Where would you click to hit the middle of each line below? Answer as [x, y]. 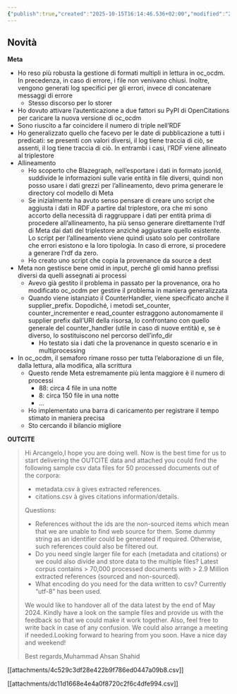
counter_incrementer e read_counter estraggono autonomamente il [126, 313]
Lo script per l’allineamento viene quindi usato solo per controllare [124, 238]
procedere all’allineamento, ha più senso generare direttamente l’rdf [127, 223]
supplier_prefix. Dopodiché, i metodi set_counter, [99, 306]
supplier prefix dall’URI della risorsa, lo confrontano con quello [119, 321]
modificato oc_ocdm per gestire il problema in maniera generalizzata [128, 291]
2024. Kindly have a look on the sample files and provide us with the [124, 613]
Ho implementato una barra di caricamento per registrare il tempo [123, 411]
